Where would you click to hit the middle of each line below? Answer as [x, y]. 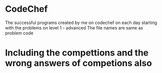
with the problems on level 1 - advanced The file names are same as [74, 27]
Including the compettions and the [77, 53]
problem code [19, 33]
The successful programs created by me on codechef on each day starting [81, 23]
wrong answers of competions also [79, 63]
